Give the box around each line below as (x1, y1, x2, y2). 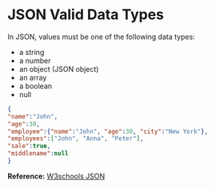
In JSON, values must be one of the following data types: (7, 32, 195, 41)
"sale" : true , (7, 142, 51, 151)
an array (18, 72, 47, 82)
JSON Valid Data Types (7, 6, 165, 24)
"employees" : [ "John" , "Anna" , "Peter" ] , (7, 135, 145, 143)
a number (18, 56, 51, 65)
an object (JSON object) (18, 64, 99, 73)
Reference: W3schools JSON (7, 171, 106, 181)
